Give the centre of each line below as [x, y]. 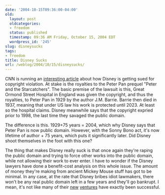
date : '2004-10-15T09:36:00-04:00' [42, 10]
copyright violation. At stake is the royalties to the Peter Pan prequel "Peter [81, 84]
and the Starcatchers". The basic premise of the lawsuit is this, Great [75, 89]
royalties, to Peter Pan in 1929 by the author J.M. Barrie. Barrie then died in [81, 100]
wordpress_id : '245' [31, 42]
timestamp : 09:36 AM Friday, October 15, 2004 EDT [63, 38]
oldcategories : [25, 23]
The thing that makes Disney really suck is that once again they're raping [79, 151]
